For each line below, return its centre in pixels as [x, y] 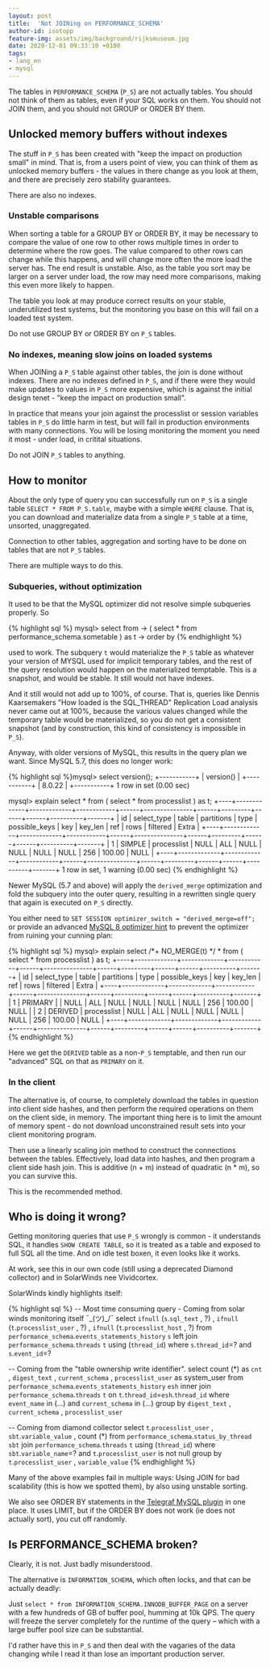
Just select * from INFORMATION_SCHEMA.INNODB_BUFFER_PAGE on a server [128, 1604]
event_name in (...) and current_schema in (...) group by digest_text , [120, 1403]
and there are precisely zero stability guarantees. [90, 179]
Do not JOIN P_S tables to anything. [67, 455]
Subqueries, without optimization [75, 586]
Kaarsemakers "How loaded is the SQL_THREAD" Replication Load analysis [133, 703]
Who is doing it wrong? [67, 1216]
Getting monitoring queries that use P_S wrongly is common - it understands [135, 1236]
